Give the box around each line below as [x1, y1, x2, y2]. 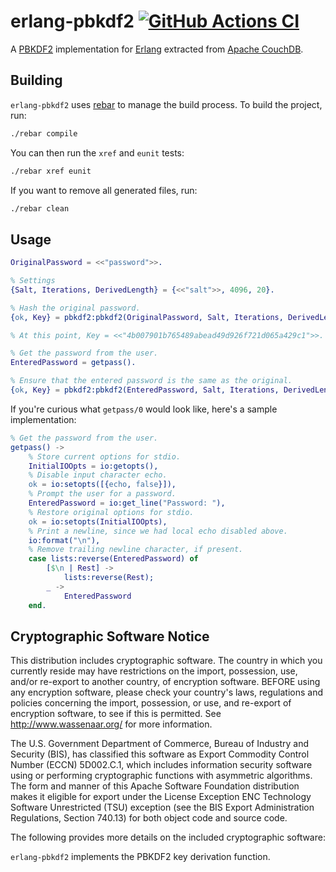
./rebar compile [10, 128, 78, 139]
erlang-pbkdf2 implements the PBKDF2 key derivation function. [10, 851, 271, 863]
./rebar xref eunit [10, 166, 92, 176]
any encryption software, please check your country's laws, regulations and [10, 686, 324, 699]
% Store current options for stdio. [28, 451, 182, 462]
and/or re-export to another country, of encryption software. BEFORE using [10, 676, 321, 688]
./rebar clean [10, 203, 70, 214]
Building [10, 72, 63, 89]
